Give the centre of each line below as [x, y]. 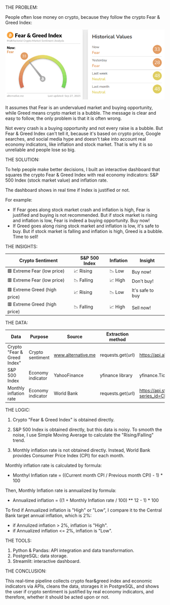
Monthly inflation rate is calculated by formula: [54, 465]
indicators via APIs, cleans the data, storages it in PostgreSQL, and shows [82, 586]
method [117, 339]
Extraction [117, 334]
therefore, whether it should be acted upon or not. [57, 597]
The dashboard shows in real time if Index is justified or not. [68, 190]
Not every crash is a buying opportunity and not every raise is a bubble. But [84, 128]
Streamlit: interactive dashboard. [47, 561]
